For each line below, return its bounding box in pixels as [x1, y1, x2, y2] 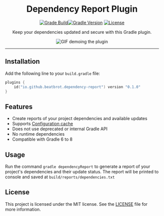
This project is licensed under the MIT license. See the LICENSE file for [5, 201, 148, 207]
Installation [5, 57, 40, 66]
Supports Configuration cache [12, 121, 73, 127]
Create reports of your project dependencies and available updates [12, 116, 147, 121]
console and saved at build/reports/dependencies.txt [5, 174, 115, 180]
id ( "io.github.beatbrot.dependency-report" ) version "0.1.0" [14, 84, 141, 89]
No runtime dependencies [12, 131, 65, 137]
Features [5, 102, 33, 111]
